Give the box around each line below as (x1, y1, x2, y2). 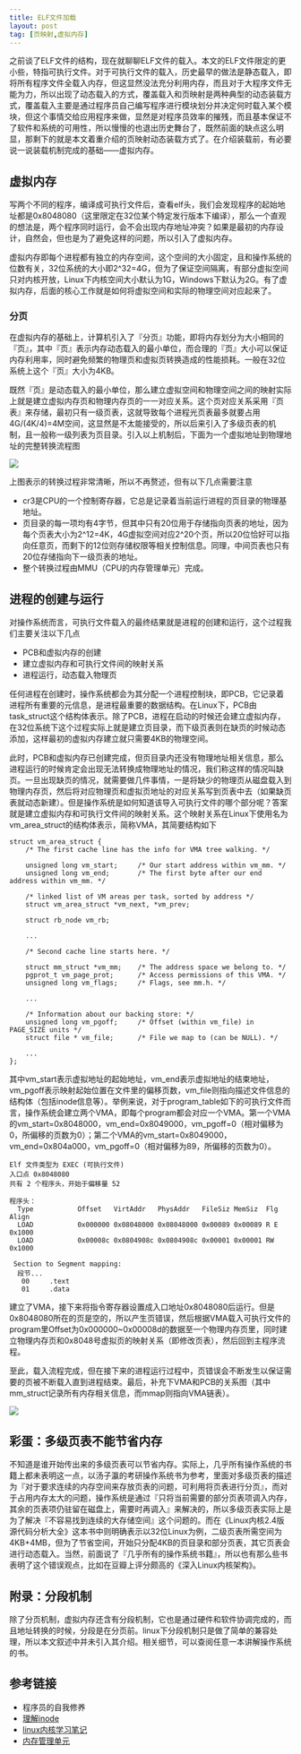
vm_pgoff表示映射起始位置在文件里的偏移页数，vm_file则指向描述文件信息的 (9, 1085, 290, 1096)
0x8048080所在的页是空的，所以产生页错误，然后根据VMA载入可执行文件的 (9, 1313, 291, 1324)
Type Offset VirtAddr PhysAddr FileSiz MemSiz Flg (17, 1205, 279, 1214)
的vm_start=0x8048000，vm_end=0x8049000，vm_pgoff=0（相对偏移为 (9, 1119, 284, 1130)
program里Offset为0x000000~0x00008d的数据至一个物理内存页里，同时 (9, 1324, 280, 1335)
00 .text (21, 1277, 70, 1286)
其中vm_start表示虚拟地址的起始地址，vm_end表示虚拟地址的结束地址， (9, 1074, 275, 1085)
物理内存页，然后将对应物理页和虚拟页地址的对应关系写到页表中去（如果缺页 (9, 786, 292, 797)
